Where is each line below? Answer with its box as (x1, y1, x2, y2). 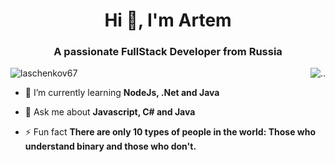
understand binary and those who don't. (24, 140, 197, 153)
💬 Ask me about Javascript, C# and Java (24, 106, 196, 118)
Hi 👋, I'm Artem (104, 9, 232, 32)
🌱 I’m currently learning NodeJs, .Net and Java (24, 87, 220, 99)
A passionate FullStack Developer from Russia (53, 45, 283, 59)
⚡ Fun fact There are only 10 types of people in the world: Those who (24, 126, 317, 138)
